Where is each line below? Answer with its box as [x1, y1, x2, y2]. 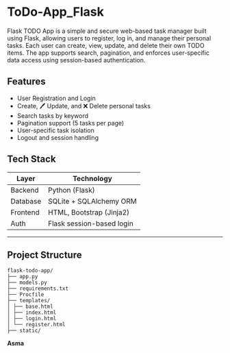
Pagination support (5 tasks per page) [16, 119, 125, 127]
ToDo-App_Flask [7, 4, 104, 20]
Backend [10, 185, 39, 195]
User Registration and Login [16, 94, 96, 102]
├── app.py [7, 273, 38, 280]
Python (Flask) [47, 185, 96, 195]
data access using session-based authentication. [7, 56, 146, 64]
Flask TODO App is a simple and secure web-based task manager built [7, 27, 207, 35]
